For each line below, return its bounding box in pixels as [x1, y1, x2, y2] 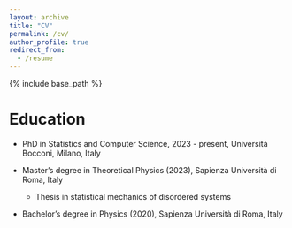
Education [9, 110, 86, 129]
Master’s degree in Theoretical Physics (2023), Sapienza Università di [21, 164, 277, 175]
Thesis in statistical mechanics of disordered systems [35, 191, 232, 201]
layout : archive [9, 12, 69, 22]
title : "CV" [9, 21, 53, 30]
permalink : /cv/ [9, 29, 69, 38]
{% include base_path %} [9, 79, 103, 88]
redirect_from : [9, 46, 65, 55]
